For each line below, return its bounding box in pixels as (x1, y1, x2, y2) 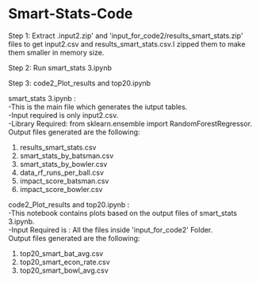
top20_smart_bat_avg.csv (19, 248, 104, 258)
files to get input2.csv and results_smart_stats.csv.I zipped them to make (8, 39, 246, 48)
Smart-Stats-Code (8, 5, 133, 23)
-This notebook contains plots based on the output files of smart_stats (8, 208, 238, 217)
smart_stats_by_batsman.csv (19, 151, 114, 160)
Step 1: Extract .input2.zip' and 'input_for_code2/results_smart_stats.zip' (8, 31, 243, 40)
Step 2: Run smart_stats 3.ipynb (8, 62, 113, 72)
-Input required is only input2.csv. (8, 110, 119, 119)
